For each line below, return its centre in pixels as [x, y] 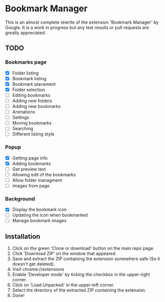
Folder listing [25, 73]
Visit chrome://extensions [38, 269]
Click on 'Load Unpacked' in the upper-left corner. [63, 285]
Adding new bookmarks [36, 106]
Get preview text [29, 169]
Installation [23, 236]
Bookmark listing [29, 78]
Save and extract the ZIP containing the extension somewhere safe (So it [86, 259]
